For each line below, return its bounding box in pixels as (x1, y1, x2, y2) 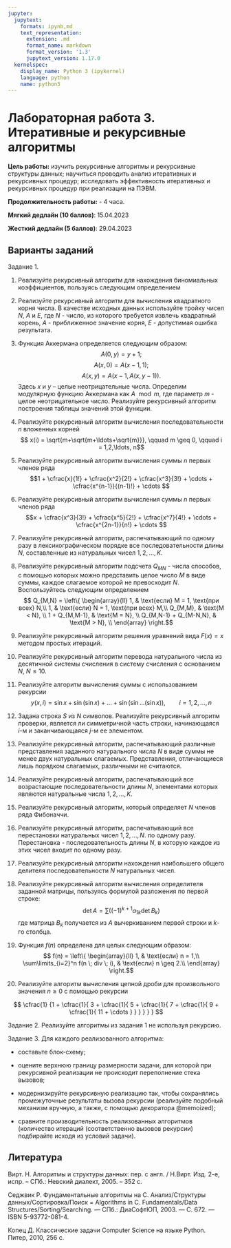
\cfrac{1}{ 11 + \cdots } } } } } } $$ (69, 1007, 164, 1016)
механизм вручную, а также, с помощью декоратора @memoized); (17, 1104, 216, 1112)
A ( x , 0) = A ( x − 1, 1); (93, 361, 149, 369)
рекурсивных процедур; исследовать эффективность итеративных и (8, 177, 210, 185)
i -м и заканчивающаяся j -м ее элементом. (17, 726, 144, 735)
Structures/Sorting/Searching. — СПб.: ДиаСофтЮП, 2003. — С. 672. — (8, 1205, 215, 1214)
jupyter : (8, 10, 33, 17)
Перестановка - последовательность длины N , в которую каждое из (17, 838, 221, 846)
